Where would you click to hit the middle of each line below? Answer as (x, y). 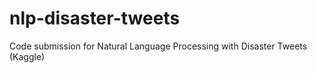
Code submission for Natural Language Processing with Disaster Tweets (158, 46)
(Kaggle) (27, 56)
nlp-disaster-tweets (95, 18)
